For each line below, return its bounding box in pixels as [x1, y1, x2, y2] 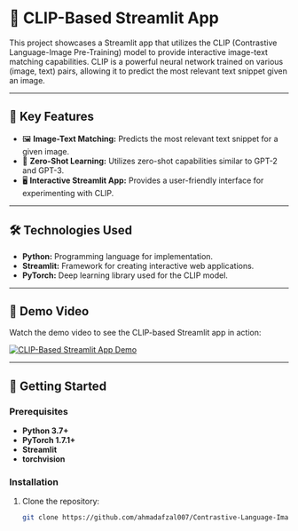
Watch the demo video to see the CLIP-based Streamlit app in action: [9, 328, 262, 338]
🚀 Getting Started [9, 378, 107, 393]
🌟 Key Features [9, 109, 95, 124]
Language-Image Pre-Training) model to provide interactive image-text [9, 46, 269, 57]
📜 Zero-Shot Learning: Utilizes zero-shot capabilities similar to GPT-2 [21, 155, 278, 166]
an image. [9, 75, 46, 85]
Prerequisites [9, 405, 68, 417]
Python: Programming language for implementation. [21, 250, 214, 261]
